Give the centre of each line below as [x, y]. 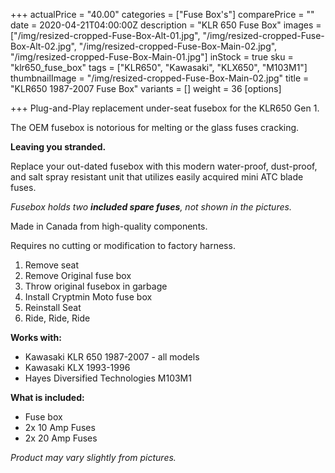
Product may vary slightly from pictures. [93, 457]
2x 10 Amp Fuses [60, 427]
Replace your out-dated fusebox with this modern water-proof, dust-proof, [164, 166]
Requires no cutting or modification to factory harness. [123, 245]
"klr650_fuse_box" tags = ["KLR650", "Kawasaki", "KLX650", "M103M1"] [159, 67]
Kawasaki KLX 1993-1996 [77, 367]
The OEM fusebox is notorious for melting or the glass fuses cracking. [155, 127]
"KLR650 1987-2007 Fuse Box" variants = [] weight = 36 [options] [146, 88]
